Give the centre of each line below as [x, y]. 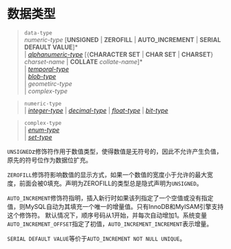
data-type [38, 33]
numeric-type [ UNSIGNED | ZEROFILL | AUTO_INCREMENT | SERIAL [122, 39]
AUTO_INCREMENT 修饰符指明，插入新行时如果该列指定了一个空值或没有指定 [110, 198]
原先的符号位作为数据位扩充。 [49, 160]
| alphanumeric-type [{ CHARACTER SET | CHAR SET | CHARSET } [119, 54]
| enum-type [42, 130]
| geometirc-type [48, 83]
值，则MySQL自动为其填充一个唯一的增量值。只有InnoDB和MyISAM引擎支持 [115, 206]
